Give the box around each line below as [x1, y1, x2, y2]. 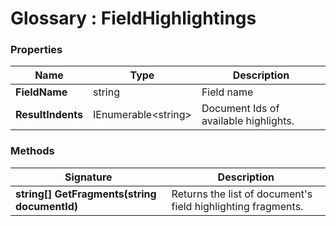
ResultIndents [15, 108, 83, 122]
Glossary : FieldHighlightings [10, 7, 257, 30]
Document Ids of [201, 102, 280, 116]
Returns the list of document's [171, 187, 313, 201]
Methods [10, 144, 55, 158]
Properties [10, 43, 63, 57]
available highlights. [201, 114, 295, 128]
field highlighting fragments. [171, 199, 304, 213]
